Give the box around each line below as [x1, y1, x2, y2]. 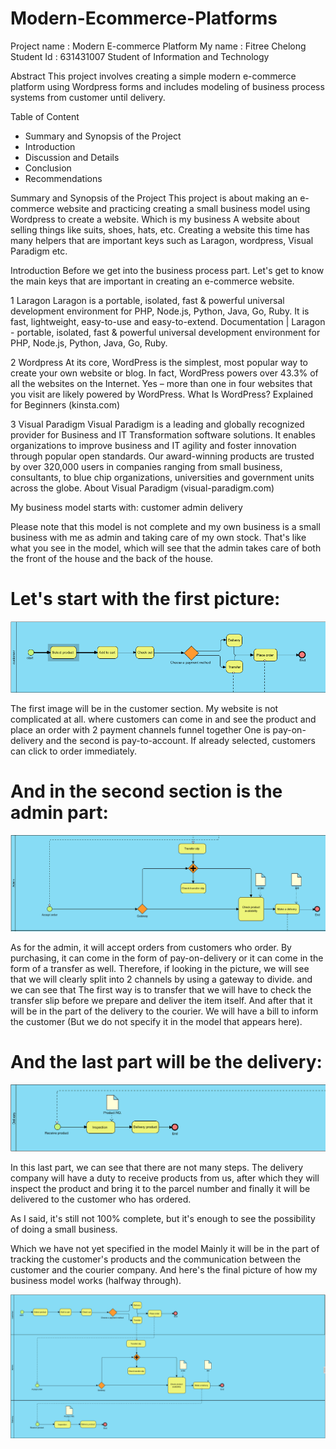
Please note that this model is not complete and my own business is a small [10, 520, 321, 532]
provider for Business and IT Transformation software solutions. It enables [10, 428, 316, 441]
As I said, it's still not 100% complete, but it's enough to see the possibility [10, 1212, 316, 1224]
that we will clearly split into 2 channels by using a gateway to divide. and [10, 973, 313, 986]
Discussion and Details [24, 151, 120, 163]
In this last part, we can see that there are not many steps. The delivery [10, 1161, 304, 1173]
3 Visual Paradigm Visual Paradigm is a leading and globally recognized [10, 418, 305, 430]
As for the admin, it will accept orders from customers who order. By [10, 942, 292, 954]
